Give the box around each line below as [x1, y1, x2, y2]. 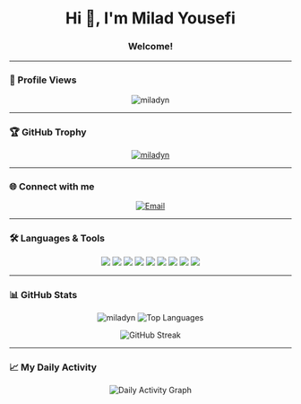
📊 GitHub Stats [9, 288, 78, 301]
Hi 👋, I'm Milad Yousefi [65, 8, 236, 29]
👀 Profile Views [9, 74, 77, 86]
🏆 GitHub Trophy [9, 126, 87, 138]
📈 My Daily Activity [9, 361, 97, 373]
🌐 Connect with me [9, 180, 95, 192]
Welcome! [127, 40, 174, 53]
